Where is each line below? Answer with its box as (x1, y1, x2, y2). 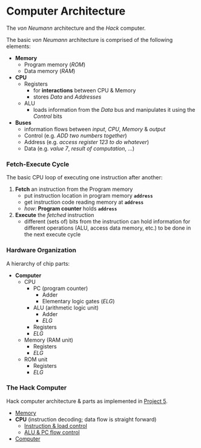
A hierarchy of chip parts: (6, 260, 70, 267)
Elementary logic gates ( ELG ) (42, 297, 115, 305)
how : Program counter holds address (24, 205, 117, 212)
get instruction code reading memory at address (24, 199, 144, 206)
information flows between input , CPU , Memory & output (24, 125, 166, 133)
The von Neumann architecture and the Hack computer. (6, 24, 146, 32)
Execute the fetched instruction (15, 212, 94, 219)
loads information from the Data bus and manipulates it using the (33, 106, 196, 113)
